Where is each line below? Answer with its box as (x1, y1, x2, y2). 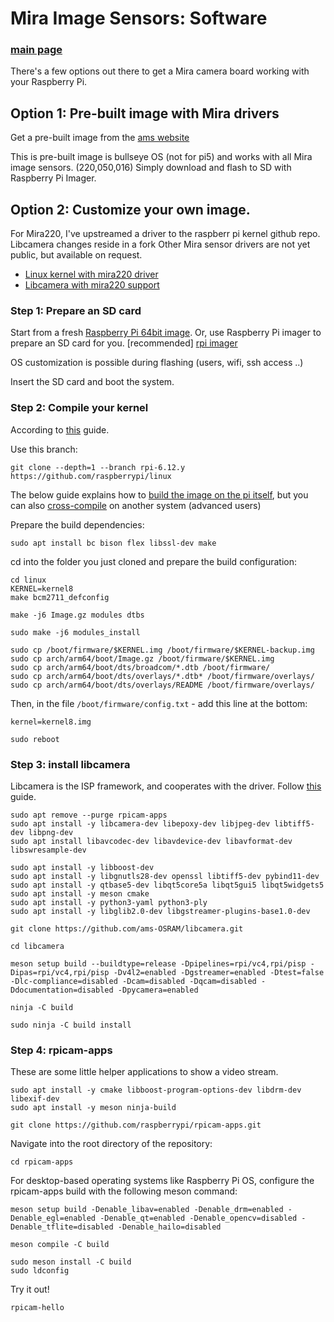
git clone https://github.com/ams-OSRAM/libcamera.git (10, 924, 244, 934)
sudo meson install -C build (10, 1257, 132, 1267)
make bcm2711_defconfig (10, 592, 110, 602)
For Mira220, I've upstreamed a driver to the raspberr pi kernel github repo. (10, 228, 321, 240)
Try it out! (10, 1283, 50, 1296)
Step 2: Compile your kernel (10, 401, 149, 415)
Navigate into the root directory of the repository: (10, 1138, 213, 1150)
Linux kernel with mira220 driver (24, 268, 159, 281)
